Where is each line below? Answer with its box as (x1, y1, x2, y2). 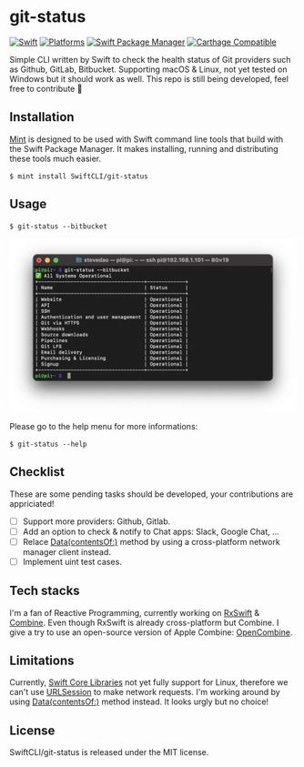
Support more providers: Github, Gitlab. (22, 516, 171, 527)
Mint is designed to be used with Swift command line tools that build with (9, 134, 284, 145)
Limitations (9, 652, 75, 668)
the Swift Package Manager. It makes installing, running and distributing (9, 143, 279, 154)
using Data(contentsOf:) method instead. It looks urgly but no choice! (9, 696, 269, 707)
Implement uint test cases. (22, 556, 123, 567)
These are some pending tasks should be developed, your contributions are (9, 489, 294, 500)
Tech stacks (9, 583, 80, 599)
